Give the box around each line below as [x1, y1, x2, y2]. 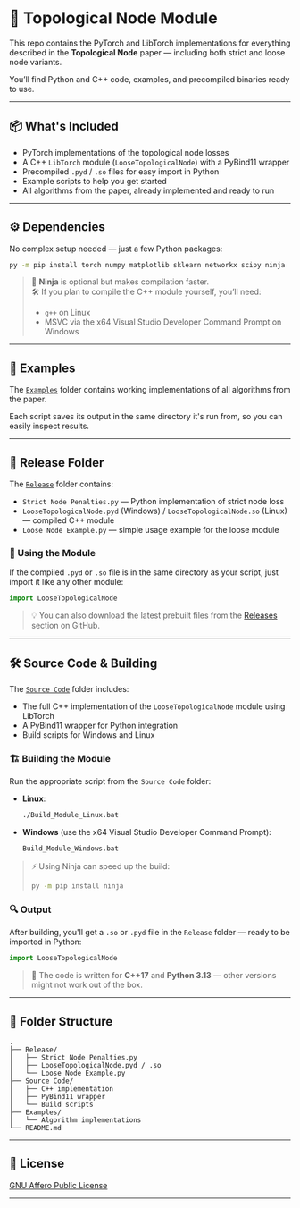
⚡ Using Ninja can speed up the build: [30, 861, 171, 872]
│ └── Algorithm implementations [9, 1115, 142, 1125]
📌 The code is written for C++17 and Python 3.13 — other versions [30, 970, 277, 981]
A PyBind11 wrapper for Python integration [21, 720, 179, 731]
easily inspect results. [9, 420, 89, 432]
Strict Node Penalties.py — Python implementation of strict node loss [21, 496, 285, 507]
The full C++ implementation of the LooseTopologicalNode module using [21, 701, 286, 712]
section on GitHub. [30, 621, 101, 631]
